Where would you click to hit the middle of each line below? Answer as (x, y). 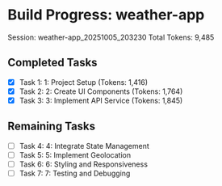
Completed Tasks (52, 63)
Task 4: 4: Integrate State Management (84, 146)
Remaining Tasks (52, 127)
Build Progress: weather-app (106, 15)
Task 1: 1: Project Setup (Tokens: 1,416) (84, 82)
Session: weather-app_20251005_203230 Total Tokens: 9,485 (111, 37)
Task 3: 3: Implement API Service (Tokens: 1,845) (101, 100)
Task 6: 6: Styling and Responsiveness (84, 164)
